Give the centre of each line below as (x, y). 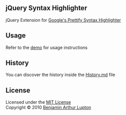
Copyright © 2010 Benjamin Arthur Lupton (48, 108)
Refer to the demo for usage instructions (47, 47)
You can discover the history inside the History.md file (60, 75)
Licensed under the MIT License (38, 102)
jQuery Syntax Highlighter (47, 8)
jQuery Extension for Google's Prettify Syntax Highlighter (63, 20)
